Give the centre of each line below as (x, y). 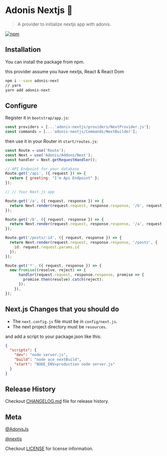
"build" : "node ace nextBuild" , (48, 360)
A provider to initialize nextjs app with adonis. (64, 24)
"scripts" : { (23, 350)
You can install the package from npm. (45, 62)
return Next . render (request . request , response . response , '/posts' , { (83, 243)
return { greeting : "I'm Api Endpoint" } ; (54, 178)
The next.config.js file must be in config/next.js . (65, 321)
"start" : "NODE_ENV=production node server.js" (64, 364)
